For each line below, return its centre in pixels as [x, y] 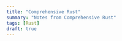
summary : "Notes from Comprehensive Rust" [61, 17]
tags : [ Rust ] [23, 23]
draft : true [21, 29]
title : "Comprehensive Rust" [44, 12]
